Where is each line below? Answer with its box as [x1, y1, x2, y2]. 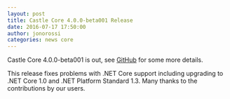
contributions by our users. [7, 84, 86, 93]
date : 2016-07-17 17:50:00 [7, 23, 86, 30]
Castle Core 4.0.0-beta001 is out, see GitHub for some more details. [7, 55, 203, 64]
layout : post [7, 10, 46, 18]
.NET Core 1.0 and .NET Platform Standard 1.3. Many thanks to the [7, 77, 198, 85]
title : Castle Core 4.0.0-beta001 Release [7, 17, 133, 24]
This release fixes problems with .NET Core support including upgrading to [7, 70, 224, 78]
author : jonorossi [7, 29, 61, 37]
